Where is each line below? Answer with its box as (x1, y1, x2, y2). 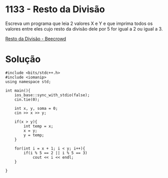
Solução (5, 53, 41, 65)
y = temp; (23, 132, 44, 138)
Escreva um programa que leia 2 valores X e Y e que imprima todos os (5, 20, 153, 26)
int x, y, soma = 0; (14, 106, 58, 111)
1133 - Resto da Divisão (5, 4, 105, 15)
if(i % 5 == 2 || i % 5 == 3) (23, 150, 88, 156)
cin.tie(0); (14, 97, 40, 102)
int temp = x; (23, 124, 53, 129)
